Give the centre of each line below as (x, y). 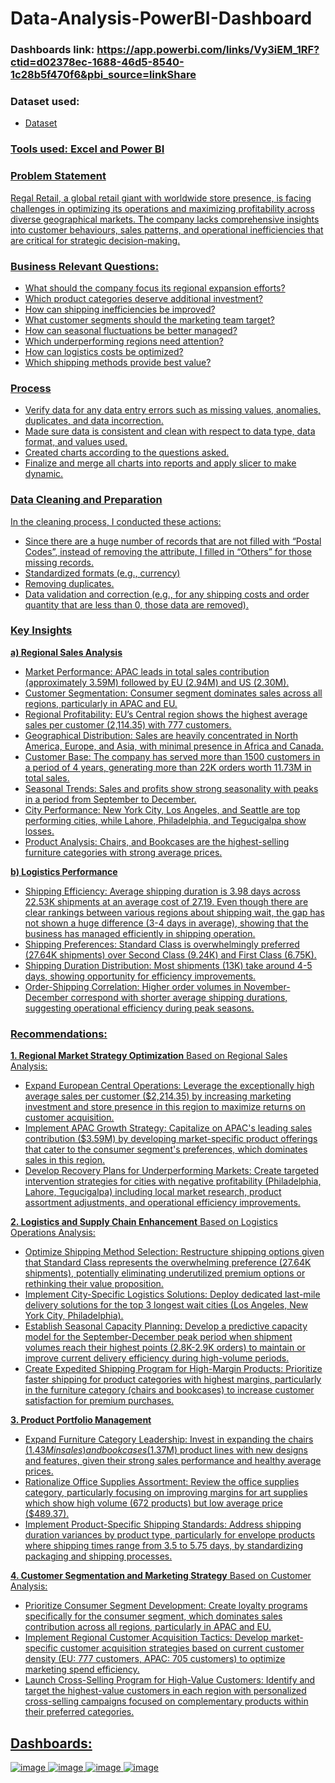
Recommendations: (59, 1034)
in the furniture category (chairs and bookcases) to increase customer (169, 1390)
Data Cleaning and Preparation (86, 500)
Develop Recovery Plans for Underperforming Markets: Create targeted (172, 1171)
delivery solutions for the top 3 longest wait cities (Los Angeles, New (166, 1305)
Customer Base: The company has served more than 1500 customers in (172, 756)
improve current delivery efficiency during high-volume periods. (157, 1358)
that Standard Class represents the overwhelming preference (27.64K (168, 1263)
